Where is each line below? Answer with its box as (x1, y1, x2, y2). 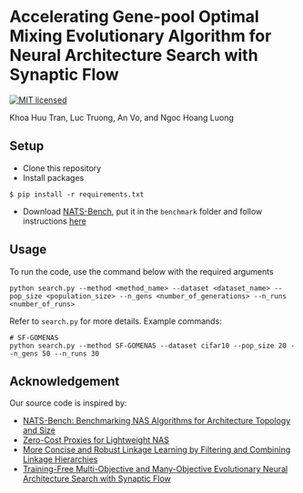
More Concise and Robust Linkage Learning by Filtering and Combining (22, 444, 291, 456)
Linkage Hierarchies (22, 454, 98, 465)
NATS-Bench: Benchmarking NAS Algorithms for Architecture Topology (22, 416, 291, 427)
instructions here (22, 216, 86, 226)
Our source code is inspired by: (9, 397, 127, 408)
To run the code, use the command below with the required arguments (9, 266, 275, 277)
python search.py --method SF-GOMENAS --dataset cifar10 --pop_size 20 (9, 341, 287, 350)
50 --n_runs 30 (42, 348, 100, 358)
